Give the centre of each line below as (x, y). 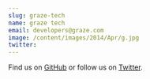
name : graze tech (37, 23)
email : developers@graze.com (56, 30)
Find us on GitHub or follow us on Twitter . (76, 67)
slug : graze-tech (37, 15)
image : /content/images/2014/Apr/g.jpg (74, 38)
